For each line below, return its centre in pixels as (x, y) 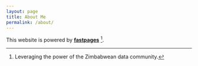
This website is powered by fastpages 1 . (55, 40)
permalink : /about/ (30, 22)
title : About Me (26, 17)
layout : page (22, 11)
